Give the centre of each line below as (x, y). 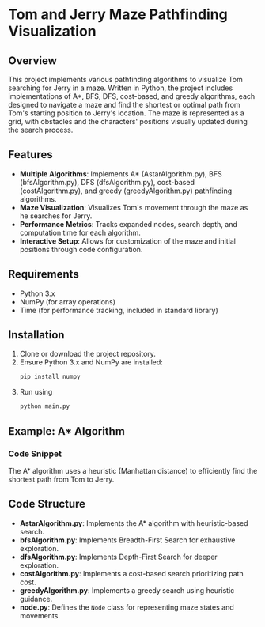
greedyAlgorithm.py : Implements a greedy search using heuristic (127, 590)
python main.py (45, 406)
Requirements (44, 274)
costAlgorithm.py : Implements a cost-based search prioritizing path (131, 573)
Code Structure (47, 504)
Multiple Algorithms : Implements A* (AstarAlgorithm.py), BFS (121, 174)
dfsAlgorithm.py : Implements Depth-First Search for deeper (118, 557)
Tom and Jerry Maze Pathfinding (118, 15)
